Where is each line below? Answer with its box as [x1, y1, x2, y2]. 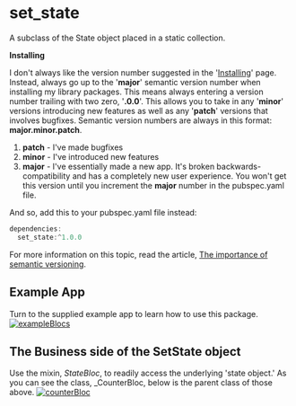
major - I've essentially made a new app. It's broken [22, 161, 215, 172]
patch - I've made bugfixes [22, 142, 124, 153]
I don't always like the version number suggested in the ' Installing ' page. [9, 66, 277, 78]
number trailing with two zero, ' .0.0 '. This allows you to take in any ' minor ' [9, 95, 284, 106]
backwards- [216, 161, 262, 172]
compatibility [22, 170, 71, 181]
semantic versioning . [9, 259, 87, 269]
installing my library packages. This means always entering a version [9, 86, 264, 97]
